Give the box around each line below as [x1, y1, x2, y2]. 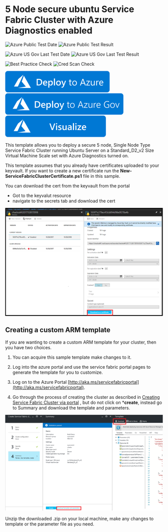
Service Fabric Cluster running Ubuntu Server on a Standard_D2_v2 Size [5, 147, 154, 153]
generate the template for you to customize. [12, 369, 103, 375]
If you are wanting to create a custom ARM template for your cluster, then [5, 339, 156, 345]
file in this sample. [82, 173, 120, 179]
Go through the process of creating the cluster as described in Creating [12, 394, 160, 400]
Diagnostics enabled [5, 25, 92, 36]
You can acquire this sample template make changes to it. [12, 354, 131, 360]
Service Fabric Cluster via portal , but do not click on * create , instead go [12, 399, 162, 405]
